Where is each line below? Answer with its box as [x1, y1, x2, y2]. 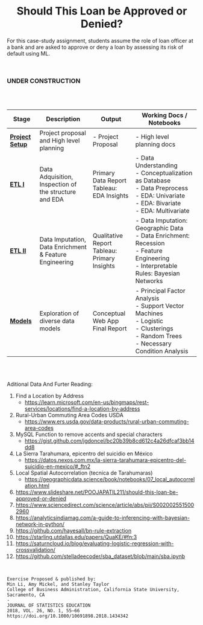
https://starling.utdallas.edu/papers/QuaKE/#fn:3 [15, 533, 137, 541]
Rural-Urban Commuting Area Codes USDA [15, 412, 124, 419]
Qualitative [92, 231, 123, 240]
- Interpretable [135, 261, 178, 270]
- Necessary [135, 339, 172, 348]
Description [46, 115, 81, 123]
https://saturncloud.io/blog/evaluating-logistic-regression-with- [15, 540, 174, 547]
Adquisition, [39, 173, 73, 181]
